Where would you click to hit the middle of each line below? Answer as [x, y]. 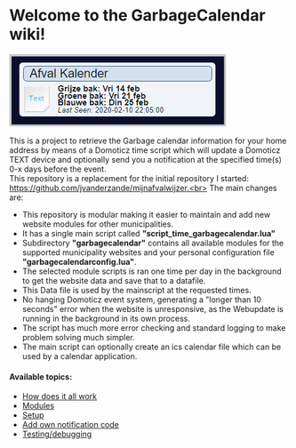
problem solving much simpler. [78, 337]
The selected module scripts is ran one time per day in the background [152, 271]
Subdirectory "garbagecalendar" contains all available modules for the [153, 243]
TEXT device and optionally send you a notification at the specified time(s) [146, 159]
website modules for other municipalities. [97, 224]
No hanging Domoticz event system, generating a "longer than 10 [142, 300]
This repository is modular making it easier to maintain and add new [146, 214]
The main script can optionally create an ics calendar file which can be [152, 347]
